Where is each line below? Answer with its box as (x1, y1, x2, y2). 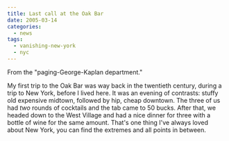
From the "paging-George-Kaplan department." (7, 67, 143, 76)
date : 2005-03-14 (7, 17, 58, 24)
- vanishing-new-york (13, 42, 76, 49)
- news (13, 29, 33, 37)
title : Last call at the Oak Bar (7, 10, 104, 17)
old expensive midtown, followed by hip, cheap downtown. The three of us (7, 96, 221, 104)
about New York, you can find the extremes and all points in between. (7, 126, 207, 134)
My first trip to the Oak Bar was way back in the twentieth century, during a (7, 81, 222, 90)
